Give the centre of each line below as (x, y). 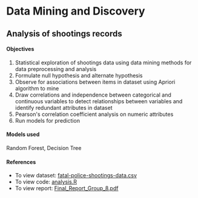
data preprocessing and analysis (56, 69)
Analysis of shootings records (64, 34)
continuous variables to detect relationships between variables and (99, 101)
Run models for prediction (48, 120)
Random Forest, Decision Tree (44, 148)
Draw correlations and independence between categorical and (93, 95)
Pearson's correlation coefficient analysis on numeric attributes (94, 114)
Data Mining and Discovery (76, 11)
